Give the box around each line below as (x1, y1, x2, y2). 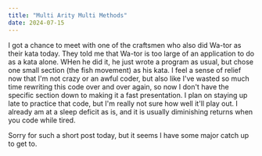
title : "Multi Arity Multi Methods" (8, 11, 127, 20)
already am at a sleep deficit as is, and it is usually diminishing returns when (8, 107, 253, 116)
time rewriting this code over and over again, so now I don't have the (8, 82, 229, 91)
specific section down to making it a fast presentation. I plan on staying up (8, 90, 248, 100)
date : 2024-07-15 (8, 19, 65, 27)
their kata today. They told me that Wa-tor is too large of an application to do (8, 49, 255, 58)
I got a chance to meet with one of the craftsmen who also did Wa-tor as (8, 40, 242, 49)
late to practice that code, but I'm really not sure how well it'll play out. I (8, 99, 239, 108)
